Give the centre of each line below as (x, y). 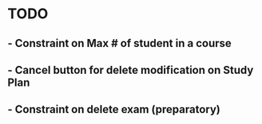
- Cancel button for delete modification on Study (131, 70)
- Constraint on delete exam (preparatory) (114, 109)
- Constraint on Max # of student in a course (120, 43)
